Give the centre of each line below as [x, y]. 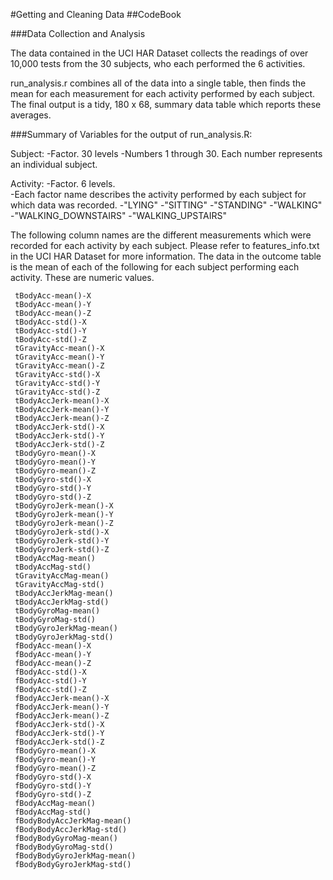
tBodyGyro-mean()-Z [55, 471]
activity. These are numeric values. [82, 277]
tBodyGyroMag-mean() [57, 611]
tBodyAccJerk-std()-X [59, 427]
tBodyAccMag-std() [53, 567]
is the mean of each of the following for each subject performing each [155, 267]
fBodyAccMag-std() [53, 812]
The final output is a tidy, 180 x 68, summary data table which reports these [166, 104]
